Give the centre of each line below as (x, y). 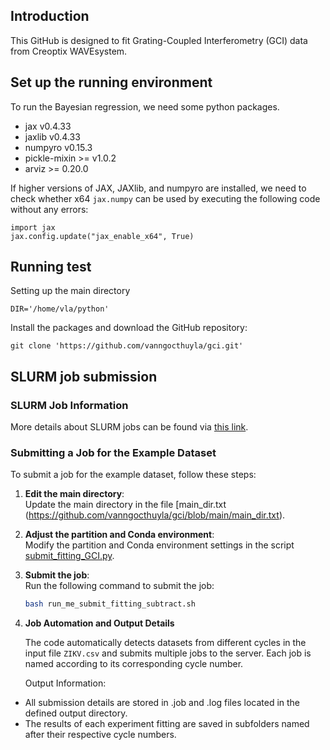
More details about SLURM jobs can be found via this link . (129, 427)
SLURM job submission (84, 376)
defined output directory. (76, 713)
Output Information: (65, 683)
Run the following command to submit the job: (119, 586)
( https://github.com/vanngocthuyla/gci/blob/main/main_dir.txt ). (155, 515)
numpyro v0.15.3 (58, 147)
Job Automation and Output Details (99, 623)
